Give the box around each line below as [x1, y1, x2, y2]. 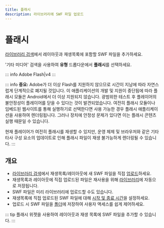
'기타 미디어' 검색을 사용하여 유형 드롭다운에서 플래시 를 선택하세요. [5, 62, 132, 68]
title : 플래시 [5, 7, 31, 12]
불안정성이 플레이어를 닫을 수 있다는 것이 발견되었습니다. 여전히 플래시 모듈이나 [5, 100, 156, 106]
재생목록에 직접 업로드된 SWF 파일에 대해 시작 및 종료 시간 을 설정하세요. [12, 195, 150, 201]
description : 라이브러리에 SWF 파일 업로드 [5, 12, 84, 17]
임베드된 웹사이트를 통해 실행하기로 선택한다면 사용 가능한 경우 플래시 [5, 106, 137, 112]
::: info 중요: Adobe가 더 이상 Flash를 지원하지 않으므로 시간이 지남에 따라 [5, 82, 146, 88]
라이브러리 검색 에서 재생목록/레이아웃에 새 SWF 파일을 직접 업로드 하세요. [12, 171, 152, 177]
